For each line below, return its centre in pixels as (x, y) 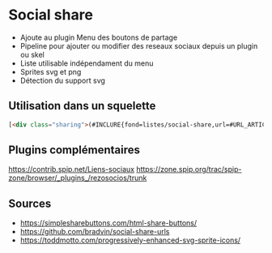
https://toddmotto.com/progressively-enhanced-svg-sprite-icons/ (130, 240)
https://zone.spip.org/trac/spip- (189, 169)
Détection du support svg (62, 80)
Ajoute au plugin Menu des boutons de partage (99, 37)
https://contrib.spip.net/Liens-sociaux (72, 169)
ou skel (32, 54)
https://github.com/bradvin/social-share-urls (95, 232)
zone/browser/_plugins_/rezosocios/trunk (78, 178)
